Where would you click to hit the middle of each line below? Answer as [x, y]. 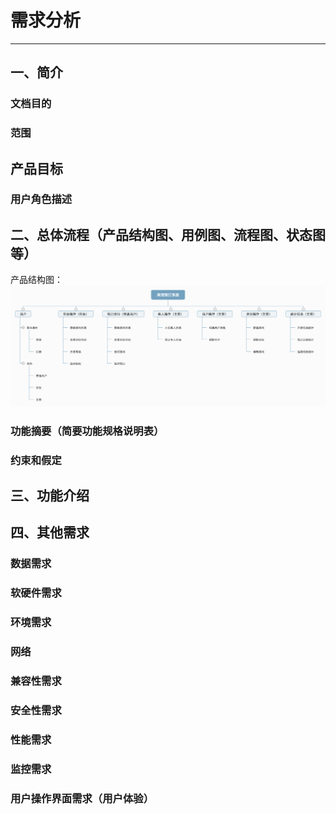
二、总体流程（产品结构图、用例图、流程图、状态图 [168, 234]
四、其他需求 [50, 532]
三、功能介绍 [50, 495]
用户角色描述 [41, 199]
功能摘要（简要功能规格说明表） [87, 431]
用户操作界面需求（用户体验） [82, 798]
